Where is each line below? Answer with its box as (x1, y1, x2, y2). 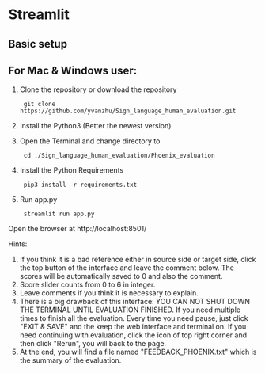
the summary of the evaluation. (19, 356, 122, 365)
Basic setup (8, 37, 68, 51)
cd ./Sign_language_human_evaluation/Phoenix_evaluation (23, 152, 215, 160)
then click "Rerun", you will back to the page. (19, 339, 167, 348)
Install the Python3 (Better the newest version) (19, 121, 172, 131)
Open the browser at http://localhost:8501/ (8, 224, 147, 234)
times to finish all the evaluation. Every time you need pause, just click (19, 314, 248, 323)
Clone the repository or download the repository (19, 85, 177, 94)
